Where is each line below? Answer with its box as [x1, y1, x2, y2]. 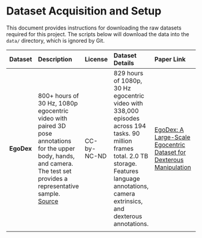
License [85, 55, 108, 63]
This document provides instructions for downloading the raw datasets [6, 24, 182, 31]
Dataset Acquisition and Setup [6, 4, 162, 18]
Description [38, 55, 72, 63]
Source [38, 197, 58, 205]
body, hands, [38, 152, 75, 160]
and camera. [38, 159, 73, 168]
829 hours [113, 69, 144, 77]
